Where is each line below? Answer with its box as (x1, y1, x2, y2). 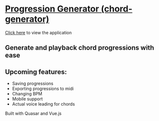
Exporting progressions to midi (12, 86, 74, 91)
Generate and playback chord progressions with (5, 44, 155, 52)
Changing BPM (12, 91, 42, 97)
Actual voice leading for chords (12, 101, 75, 107)
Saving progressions (12, 81, 53, 87)
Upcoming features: (5, 68, 67, 76)
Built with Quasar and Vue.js (5, 110, 62, 117)
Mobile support (12, 96, 43, 102)
